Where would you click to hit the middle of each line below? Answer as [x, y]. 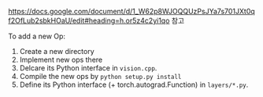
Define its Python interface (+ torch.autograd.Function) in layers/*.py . [134, 84]
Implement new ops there [61, 59]
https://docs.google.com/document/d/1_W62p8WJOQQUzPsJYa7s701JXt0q [132, 11]
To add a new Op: [37, 36]
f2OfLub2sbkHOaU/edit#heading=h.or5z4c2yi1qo [89, 20]
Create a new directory [57, 51]
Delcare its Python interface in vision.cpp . [88, 68]
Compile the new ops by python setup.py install [100, 76]
